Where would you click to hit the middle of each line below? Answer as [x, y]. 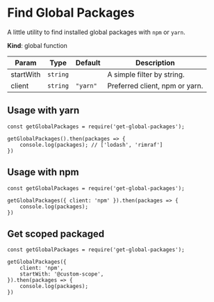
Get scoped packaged [56, 233]
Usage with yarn [43, 110]
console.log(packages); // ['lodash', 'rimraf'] [91, 145]
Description [155, 63]
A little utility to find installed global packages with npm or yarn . [96, 32]
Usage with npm [43, 172]
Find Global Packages [71, 13]
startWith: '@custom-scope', [62, 274]
